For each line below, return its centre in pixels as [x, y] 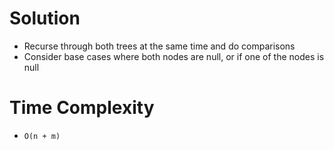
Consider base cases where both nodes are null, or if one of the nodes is [174, 56]
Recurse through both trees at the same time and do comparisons [159, 46]
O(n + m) [42, 136]
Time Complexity [82, 108]
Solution [45, 18]
